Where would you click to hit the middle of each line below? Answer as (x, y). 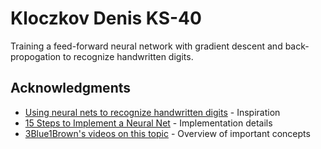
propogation (36, 56)
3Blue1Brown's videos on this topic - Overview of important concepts (167, 133)
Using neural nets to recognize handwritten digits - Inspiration (152, 112)
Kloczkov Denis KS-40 (106, 18)
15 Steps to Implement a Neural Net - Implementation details (148, 123)
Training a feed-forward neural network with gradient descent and (146, 46)
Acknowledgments (71, 88)
